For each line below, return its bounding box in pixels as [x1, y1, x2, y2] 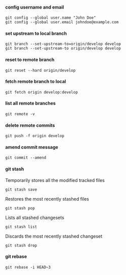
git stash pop [5, 205, 35, 211]
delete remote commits [5, 122, 55, 128]
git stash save [5, 187, 37, 192]
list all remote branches [5, 100, 56, 106]
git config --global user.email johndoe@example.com [5, 20, 119, 25]
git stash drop [5, 243, 37, 248]
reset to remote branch [5, 57, 55, 63]
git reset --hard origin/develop [5, 68, 76, 73]
